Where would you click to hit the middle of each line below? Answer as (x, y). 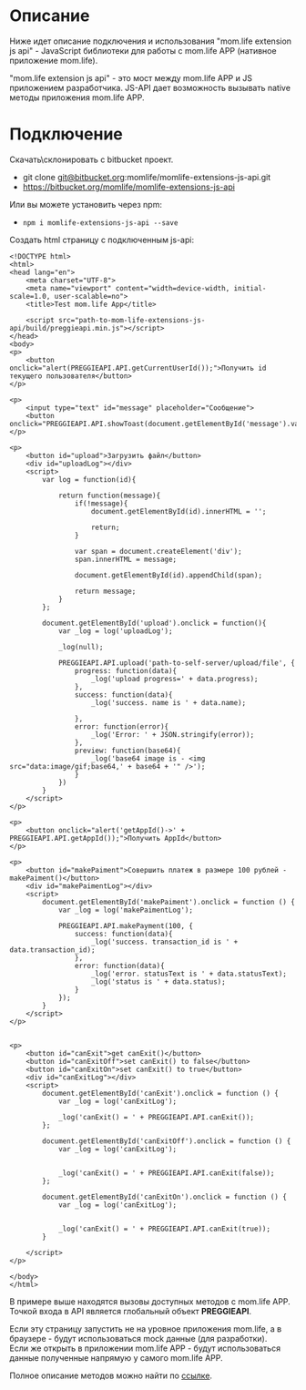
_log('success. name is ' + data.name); (168, 702)
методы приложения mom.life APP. (77, 97)
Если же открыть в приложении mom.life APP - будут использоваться (145, 1348)
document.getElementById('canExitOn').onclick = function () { (164, 1197)
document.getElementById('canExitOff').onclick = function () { (167, 1141)
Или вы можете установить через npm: (86, 204)
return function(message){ (109, 496)
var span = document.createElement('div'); (158, 551)
